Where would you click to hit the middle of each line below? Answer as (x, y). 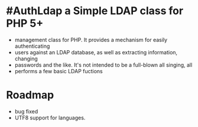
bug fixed (26, 111)
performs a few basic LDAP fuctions (59, 71)
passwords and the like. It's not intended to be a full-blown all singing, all (103, 65)
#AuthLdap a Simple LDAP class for (95, 11)
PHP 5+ (25, 23)
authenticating (32, 46)
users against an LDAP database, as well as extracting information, (96, 52)
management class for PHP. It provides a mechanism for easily (91, 40)
